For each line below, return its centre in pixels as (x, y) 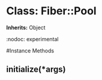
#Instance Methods (30, 50)
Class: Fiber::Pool (52, 11)
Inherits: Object (26, 27)
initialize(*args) (36, 70)
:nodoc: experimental (32, 39)
